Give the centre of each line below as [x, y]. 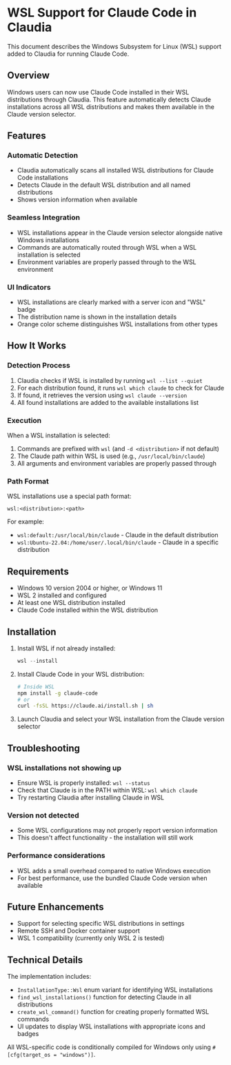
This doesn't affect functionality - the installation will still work [105, 838]
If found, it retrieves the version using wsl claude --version [102, 395]
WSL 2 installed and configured [62, 595]
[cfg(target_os [29, 1055]
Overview [29, 76]
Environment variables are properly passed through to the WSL [107, 262]
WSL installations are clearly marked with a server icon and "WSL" [111, 302]
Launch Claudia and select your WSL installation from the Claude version [121, 719]
